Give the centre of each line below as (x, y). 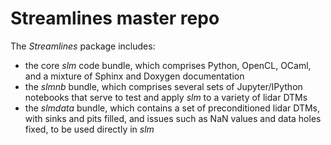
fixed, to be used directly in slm (89, 129)
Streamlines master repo (115, 18)
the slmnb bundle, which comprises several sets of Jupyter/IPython (163, 86)
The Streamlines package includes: (83, 46)
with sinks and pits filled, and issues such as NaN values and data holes (173, 118)
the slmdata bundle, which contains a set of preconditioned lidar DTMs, (172, 108)
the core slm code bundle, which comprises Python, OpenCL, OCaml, (168, 65)
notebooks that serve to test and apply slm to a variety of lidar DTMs (166, 97)
